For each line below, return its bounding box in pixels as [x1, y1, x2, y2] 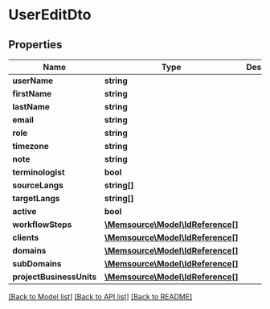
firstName [12, 89, 52, 99]
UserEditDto [8, 6, 92, 24]
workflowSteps [12, 219, 72, 230]
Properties [8, 38, 63, 51]
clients [12, 232, 39, 243]
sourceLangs [12, 179, 64, 191]
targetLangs [12, 193, 60, 204]
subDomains [12, 258, 62, 269]
